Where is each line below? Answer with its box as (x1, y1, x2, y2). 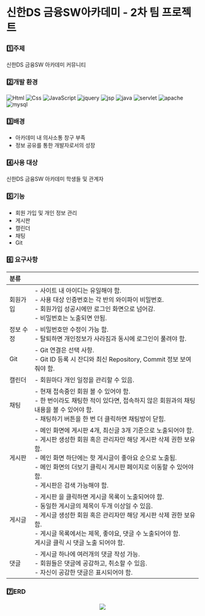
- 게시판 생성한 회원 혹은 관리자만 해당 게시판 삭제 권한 (34, 435, 183, 444)
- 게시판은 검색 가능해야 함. (34, 481, 109, 490)
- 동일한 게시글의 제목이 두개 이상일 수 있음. (34, 502, 153, 510)
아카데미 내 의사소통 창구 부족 (15, 134, 85, 141)
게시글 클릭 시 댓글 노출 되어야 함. (34, 538, 125, 547)
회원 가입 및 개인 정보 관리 (15, 209, 77, 216)
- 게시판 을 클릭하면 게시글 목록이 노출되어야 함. (34, 493, 164, 501)
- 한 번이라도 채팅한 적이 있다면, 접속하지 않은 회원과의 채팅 (34, 396, 196, 405)
